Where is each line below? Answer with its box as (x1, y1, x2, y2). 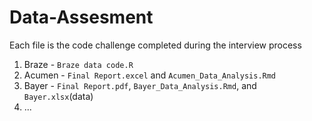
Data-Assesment (9, 6, 154, 29)
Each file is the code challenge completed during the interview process (9, 39, 302, 51)
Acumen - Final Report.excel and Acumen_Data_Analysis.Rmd (23, 69, 277, 81)
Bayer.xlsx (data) (23, 90, 94, 102)
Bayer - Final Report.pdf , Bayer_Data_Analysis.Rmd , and (23, 79, 257, 91)
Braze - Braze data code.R (23, 58, 134, 70)
